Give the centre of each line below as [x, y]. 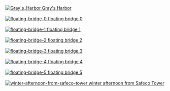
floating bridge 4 [65, 62]
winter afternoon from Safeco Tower [127, 83]
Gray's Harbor [57, 8]
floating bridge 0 [65, 19]
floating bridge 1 [64, 29]
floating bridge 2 [65, 40]
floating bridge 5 [65, 72]
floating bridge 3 [65, 51]
